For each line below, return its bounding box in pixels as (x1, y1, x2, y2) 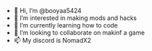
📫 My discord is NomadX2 (13, 37, 92, 44)
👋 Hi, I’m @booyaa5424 (13, 7, 82, 14)
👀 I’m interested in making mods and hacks (13, 14, 137, 22)
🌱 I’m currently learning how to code (13, 21, 118, 29)
